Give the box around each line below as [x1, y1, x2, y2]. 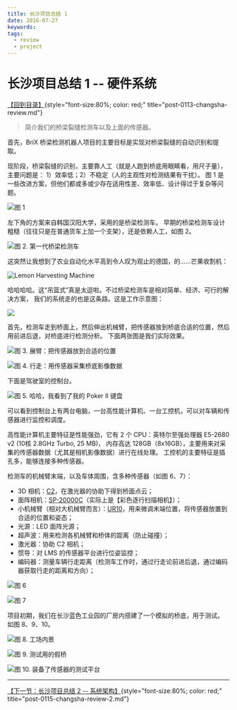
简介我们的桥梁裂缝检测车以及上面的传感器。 [24, 123, 155, 131]
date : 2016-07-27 [7, 17, 59, 24]
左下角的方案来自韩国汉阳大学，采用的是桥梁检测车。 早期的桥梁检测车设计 [7, 218, 226, 227]
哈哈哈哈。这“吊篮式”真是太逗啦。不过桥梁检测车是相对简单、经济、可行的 [7, 285, 224, 294]
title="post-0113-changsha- [147, 100, 228, 109]
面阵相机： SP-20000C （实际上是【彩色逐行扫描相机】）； [17, 495, 182, 504]
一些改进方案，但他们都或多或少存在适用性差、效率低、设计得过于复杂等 [7, 179, 217, 188]
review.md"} [7, 108, 43, 116]
